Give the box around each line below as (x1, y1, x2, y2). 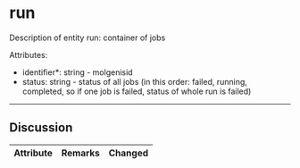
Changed (108, 147, 149, 159)
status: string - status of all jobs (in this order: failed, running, (21, 76, 248, 87)
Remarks (61, 147, 101, 159)
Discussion (9, 120, 73, 136)
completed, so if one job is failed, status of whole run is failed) (21, 86, 252, 97)
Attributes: (9, 49, 48, 60)
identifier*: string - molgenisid (21, 66, 133, 78)
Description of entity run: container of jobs (9, 32, 166, 43)
